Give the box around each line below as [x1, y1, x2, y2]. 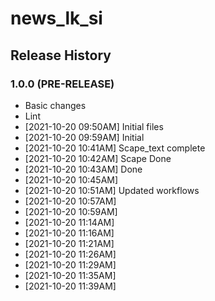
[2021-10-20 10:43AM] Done [24, 163, 143, 175]
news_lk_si [10, 7, 103, 30]
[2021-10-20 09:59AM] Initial [24, 131, 145, 143]
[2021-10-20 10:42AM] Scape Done [24, 152, 172, 164]
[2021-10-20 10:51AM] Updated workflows [24, 184, 200, 196]
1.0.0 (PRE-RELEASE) [10, 77, 115, 91]
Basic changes [24, 99, 87, 111]
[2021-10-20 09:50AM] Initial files [24, 120, 164, 132]
